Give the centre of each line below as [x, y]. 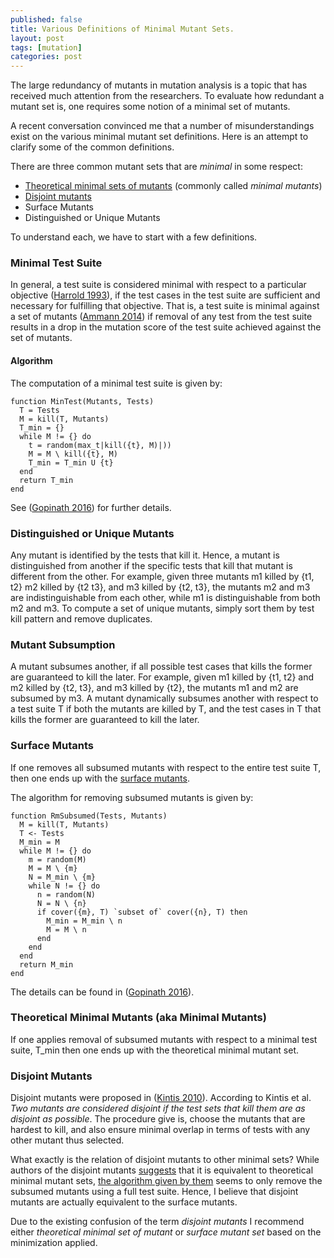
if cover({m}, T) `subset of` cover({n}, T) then [142, 912]
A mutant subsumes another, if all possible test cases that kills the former [161, 667]
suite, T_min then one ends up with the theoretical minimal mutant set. [155, 1050]
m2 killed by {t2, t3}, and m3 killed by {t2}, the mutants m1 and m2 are [154, 688]
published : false [46, 19]
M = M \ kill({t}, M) [73, 454]
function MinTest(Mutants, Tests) [82, 401]
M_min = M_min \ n [84, 921]
